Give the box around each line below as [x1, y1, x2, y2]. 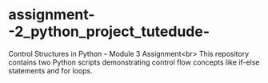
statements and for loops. [8, 65, 94, 75]
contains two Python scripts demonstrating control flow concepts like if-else [8, 57, 260, 67]
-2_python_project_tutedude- [8, 22, 210, 41]
